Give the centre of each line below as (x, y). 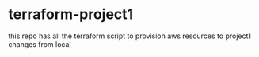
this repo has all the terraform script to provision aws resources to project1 (130, 36)
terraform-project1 (71, 14)
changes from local (40, 44)
